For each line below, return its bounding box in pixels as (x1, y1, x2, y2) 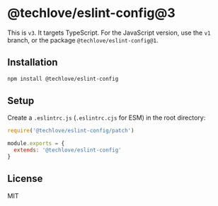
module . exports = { (7, 140, 65, 147)
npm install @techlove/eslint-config (7, 75, 119, 82)
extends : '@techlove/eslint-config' (13, 147, 122, 154)
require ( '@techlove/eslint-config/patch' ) (7, 127, 134, 135)
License (7, 173, 43, 185)
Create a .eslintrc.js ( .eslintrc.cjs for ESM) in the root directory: (7, 113, 206, 122)
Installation (7, 57, 58, 69)
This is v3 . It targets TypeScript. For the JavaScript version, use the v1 (7, 28, 211, 37)
